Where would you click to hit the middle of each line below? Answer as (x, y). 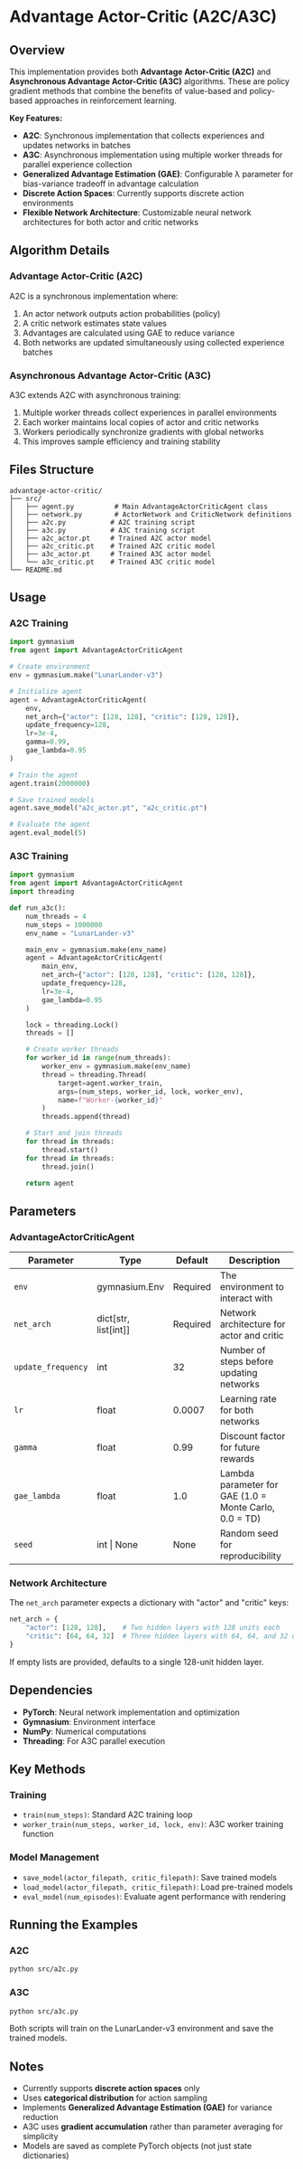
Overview (37, 50)
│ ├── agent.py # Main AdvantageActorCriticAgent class (139, 507)
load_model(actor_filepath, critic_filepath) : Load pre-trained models (157, 1887)
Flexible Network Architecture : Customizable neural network (137, 213)
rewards (237, 1459)
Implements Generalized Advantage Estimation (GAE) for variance (147, 2107)
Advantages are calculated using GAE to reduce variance (129, 333)
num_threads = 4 (56, 916)
